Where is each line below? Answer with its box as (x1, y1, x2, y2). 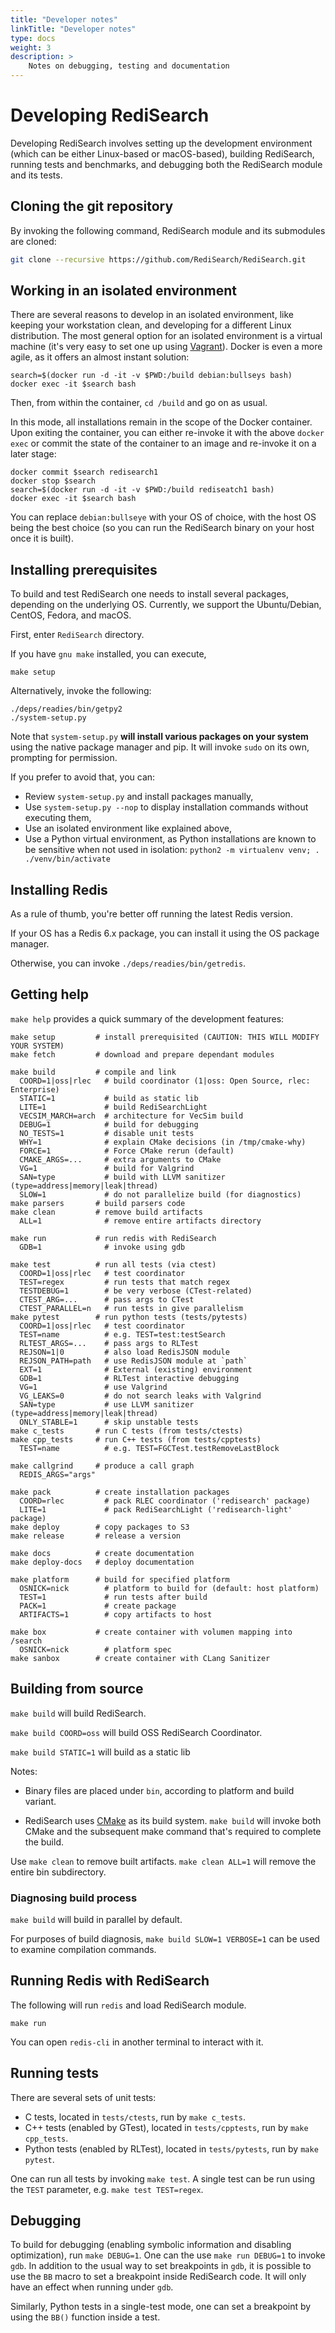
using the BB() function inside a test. (10, 2311, 161, 2323)
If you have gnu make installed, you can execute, (10, 648, 207, 660)
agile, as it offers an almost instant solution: (10, 351, 190, 363)
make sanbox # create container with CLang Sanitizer (10, 1653, 271, 1663)
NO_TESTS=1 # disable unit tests (19, 1128, 195, 1138)
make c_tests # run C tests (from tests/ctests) (10, 1426, 244, 1436)
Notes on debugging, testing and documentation (28, 61, 230, 71)
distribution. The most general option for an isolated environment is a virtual (10, 330, 323, 342)
